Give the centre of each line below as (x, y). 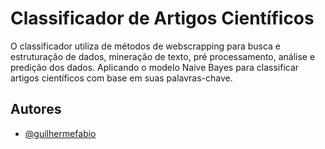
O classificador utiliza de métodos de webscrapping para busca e (146, 46)
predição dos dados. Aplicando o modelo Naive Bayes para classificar (155, 67)
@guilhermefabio (60, 133)
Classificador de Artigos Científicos (162, 18)
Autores (36, 109)
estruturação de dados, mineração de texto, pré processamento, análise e (163, 56)
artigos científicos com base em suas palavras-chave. (121, 78)
